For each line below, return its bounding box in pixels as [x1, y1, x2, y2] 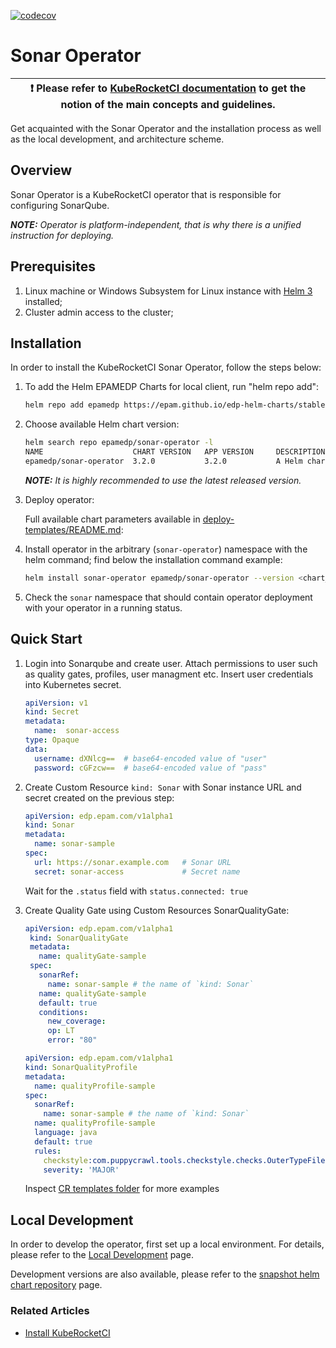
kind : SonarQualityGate [29, 933, 129, 943]
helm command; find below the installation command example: [24, 553, 283, 565]
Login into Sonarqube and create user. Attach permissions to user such [24, 657, 318, 669]
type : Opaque [24, 735, 80, 745]
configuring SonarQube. [10, 199, 110, 211]
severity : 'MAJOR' [43, 1165, 120, 1175]
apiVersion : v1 [24, 698, 89, 708]
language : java [34, 1128, 98, 1138]
